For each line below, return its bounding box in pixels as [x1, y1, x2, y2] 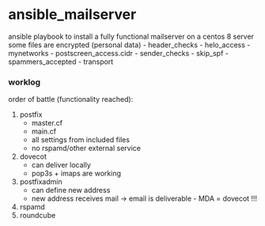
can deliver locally [31, 160, 91, 170]
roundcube [19, 211, 56, 220]
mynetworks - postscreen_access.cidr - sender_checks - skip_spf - [8, 48, 229, 58]
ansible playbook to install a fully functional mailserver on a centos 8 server [8, 32, 255, 41]
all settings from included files [31, 135, 131, 145]
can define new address [31, 186, 111, 195]
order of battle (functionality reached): [8, 95, 134, 104]
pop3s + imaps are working [31, 168, 121, 179]
